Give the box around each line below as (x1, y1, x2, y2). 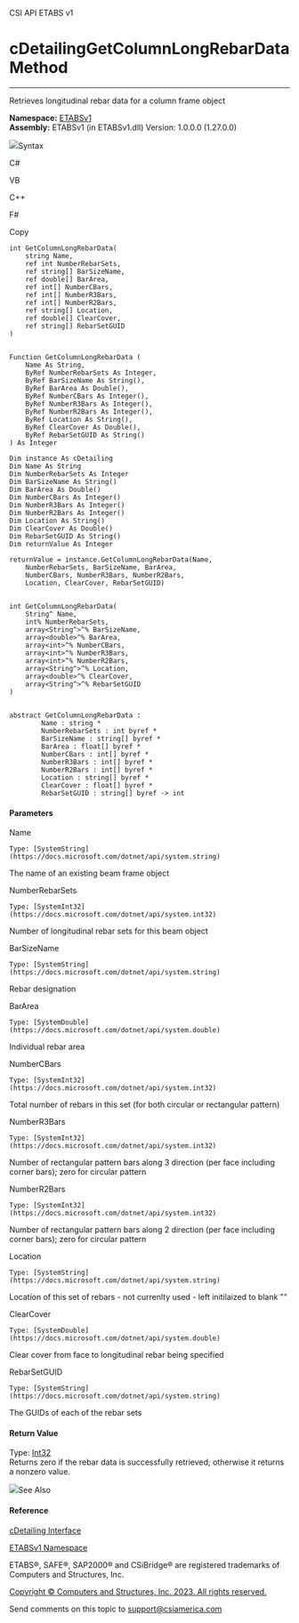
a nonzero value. (9, 1466, 71, 1477)
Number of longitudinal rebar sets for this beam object (9, 925, 209, 937)
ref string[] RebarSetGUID (25, 321, 125, 330)
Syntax (18, 140, 44, 150)
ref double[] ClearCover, (25, 313, 122, 323)
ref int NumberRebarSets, (25, 259, 122, 268)
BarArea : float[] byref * (41, 742, 141, 751)
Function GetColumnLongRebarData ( (9, 352, 141, 361)
